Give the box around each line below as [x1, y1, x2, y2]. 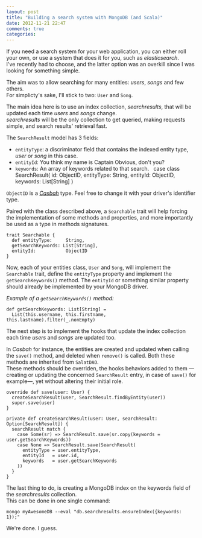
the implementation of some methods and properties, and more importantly [6, 214, 194, 221]
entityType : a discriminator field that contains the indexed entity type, [14, 146, 189, 153]
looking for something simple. [6, 67, 80, 74]
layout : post [6, 8, 39, 15]
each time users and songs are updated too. [6, 334, 116, 341]
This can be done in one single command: [6, 497, 110, 504]
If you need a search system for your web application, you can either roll [6, 48, 186, 55]
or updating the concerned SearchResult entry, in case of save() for [28, 372, 197, 379]
